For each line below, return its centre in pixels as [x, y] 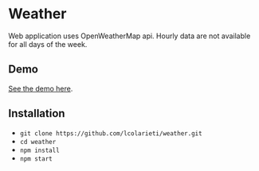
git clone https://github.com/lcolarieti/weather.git [111, 133]
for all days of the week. [48, 44]
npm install [39, 150]
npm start [36, 159]
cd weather [38, 142]
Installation [37, 113]
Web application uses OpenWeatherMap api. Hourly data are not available [129, 36]
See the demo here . [41, 88]
